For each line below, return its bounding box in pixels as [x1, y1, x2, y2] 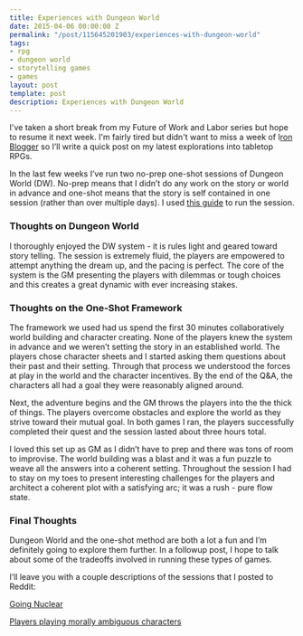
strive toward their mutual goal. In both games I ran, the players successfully [9, 416, 295, 427]
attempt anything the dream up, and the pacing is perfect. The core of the [9, 260, 285, 271]
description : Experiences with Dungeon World [9, 97, 184, 107]
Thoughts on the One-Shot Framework [9, 301, 183, 314]
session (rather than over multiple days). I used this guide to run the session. [9, 197, 296, 208]
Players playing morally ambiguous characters [9, 616, 182, 627]
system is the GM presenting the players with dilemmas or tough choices [9, 269, 281, 280]
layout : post [9, 81, 59, 90]
